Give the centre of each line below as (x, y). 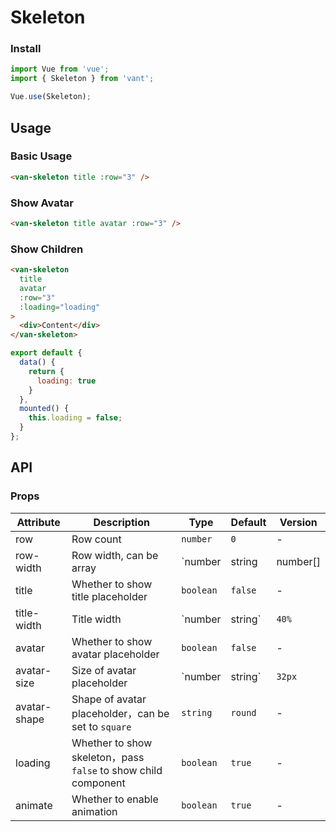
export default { (46, 353)
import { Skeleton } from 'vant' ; (82, 79)
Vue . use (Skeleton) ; (51, 97)
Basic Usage (41, 156)
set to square (101, 726)
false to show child (117, 770)
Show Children (47, 249)
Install (26, 49)
